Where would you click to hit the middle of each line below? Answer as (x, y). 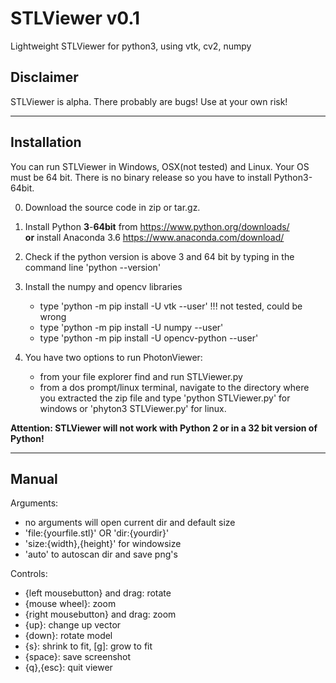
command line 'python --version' (93, 267)
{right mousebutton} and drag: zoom (100, 614)
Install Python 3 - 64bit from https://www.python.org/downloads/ (157, 226)
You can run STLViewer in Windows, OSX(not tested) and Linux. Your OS (160, 166)
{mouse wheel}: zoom (70, 604)
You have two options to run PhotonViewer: (113, 357)
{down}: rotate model (68, 636)
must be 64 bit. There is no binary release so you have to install (141, 177)
